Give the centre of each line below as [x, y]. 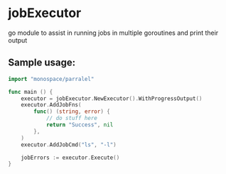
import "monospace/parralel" [51, 79]
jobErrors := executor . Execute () [70, 158]
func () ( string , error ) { [72, 112]
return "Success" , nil [80, 125]
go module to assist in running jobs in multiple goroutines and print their [113, 33]
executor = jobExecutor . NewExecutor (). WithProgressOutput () [112, 98]
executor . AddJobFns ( [51, 105]
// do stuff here [72, 119]
